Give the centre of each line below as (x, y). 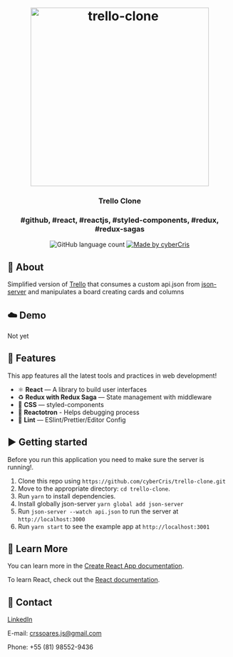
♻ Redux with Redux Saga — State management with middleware (115, 397)
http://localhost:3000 (51, 519)
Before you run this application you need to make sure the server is (106, 459)
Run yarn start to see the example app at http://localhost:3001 (114, 526)
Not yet (18, 336)
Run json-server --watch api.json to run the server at (98, 511)
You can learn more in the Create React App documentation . (96, 566)
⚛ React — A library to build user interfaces (82, 389)
